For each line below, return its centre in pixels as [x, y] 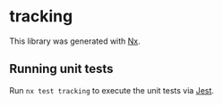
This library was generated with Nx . [75, 41]
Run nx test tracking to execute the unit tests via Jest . [112, 90]
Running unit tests [61, 69]
